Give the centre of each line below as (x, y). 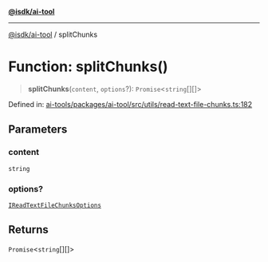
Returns (29, 230)
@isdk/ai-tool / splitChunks (53, 34)
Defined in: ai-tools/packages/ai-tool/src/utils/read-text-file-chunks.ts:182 (130, 104)
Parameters (38, 130)
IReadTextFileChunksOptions (55, 205)
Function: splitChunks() (89, 67)
